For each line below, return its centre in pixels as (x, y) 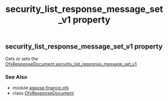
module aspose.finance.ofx (41, 87)
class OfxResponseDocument (43, 93)
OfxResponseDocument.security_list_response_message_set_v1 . (71, 64)
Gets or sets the (22, 58)
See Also (16, 77)
